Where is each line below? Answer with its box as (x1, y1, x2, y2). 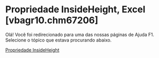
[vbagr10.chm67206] (5, 14, 98, 26)
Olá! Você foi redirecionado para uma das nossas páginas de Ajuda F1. (5, 31, 154, 37)
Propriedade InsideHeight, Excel (5, 4, 146, 15)
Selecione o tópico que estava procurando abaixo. (5, 37, 112, 43)
